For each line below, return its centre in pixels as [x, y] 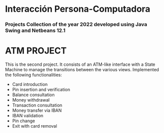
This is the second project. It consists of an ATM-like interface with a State [80, 64]
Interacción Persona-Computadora [78, 9]
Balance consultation [33, 95]
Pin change [23, 121]
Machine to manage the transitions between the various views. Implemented [82, 70]
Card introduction [30, 84]
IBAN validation [28, 116]
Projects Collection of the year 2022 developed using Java [76, 25]
